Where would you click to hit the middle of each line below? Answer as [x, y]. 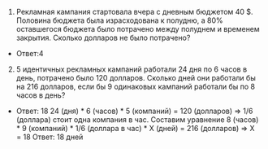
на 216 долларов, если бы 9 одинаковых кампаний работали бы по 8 [136, 86]
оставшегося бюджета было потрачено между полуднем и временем [138, 29]
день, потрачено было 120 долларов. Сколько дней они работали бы [136, 78]
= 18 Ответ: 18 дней [50, 137]
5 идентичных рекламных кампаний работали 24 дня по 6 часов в [132, 69]
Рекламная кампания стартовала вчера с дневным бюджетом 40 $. [134, 12]
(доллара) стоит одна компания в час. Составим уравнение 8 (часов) [137, 120]
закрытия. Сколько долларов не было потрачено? [103, 37]
